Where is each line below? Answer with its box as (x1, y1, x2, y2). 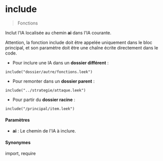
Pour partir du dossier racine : (12, 96, 75, 102)
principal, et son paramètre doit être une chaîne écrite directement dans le (5, 44, 158, 50)
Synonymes (5, 139, 31, 145)
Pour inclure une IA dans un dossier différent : (12, 59, 109, 65)
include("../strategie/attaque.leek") (5, 87, 86, 93)
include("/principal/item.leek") (5, 106, 75, 111)
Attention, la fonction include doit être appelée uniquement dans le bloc (5, 39, 152, 45)
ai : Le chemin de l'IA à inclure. (12, 128, 76, 134)
